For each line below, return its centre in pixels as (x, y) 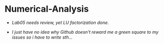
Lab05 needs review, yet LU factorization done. (60, 22)
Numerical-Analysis (47, 9)
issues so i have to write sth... (42, 37)
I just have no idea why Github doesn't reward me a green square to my (85, 32)
